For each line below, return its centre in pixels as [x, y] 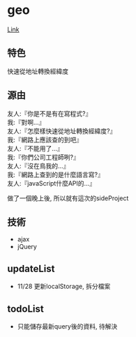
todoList [25, 309]
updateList [31, 268]
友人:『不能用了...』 [36, 148]
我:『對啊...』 [26, 122]
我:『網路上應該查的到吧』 [45, 140]
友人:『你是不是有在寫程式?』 [50, 113]
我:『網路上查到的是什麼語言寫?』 [56, 174]
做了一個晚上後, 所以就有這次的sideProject [68, 198]
